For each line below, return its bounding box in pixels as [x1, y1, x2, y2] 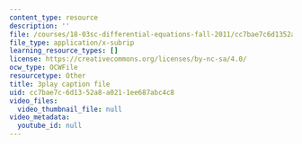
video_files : [9, 96, 58, 106]
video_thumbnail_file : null [17, 105, 123, 114]
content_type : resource [9, 13, 99, 22]
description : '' [9, 21, 70, 30]
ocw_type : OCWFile [9, 64, 78, 72]
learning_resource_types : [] [9, 47, 119, 55]
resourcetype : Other [9, 72, 87, 80]
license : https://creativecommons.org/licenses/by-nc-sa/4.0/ [9, 55, 247, 64]
